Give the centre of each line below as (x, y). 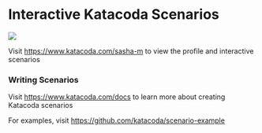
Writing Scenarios (43, 79)
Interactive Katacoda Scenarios (114, 15)
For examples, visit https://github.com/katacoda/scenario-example (116, 120)
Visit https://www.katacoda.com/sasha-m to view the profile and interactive (131, 51)
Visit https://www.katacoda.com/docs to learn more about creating (117, 97)
